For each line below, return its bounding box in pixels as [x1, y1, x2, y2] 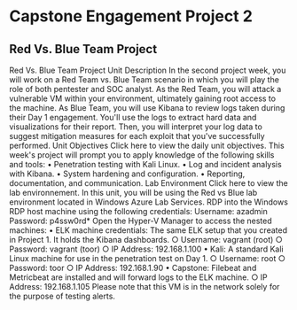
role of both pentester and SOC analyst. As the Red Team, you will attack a [9, 84, 282, 94]
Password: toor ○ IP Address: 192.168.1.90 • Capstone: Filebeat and [9, 263, 257, 273]
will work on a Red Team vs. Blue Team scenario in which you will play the [9, 74, 279, 85]
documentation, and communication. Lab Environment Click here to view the [9, 178, 288, 188]
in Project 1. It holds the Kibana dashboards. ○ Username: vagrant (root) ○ [9, 235, 284, 244]
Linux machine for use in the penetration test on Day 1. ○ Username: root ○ [9, 253, 285, 263]
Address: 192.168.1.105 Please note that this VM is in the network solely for [9, 282, 280, 291]
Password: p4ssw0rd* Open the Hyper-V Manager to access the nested [9, 215, 272, 226]
